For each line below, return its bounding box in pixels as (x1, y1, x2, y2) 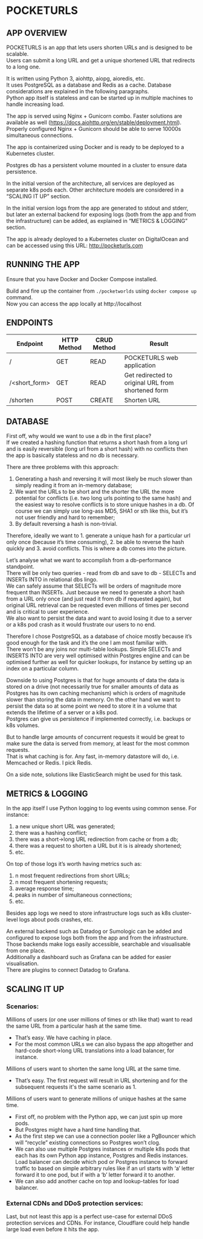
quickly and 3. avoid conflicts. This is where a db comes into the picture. (6, 545, 187, 552)
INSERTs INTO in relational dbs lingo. (6, 576, 98, 583)
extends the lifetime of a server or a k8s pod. (6, 709, 118, 716)
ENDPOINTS (6, 317, 53, 328)
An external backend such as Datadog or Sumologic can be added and (6, 928, 182, 935)
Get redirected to (124, 371, 173, 379)
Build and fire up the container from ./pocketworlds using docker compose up (6, 287, 197, 294)
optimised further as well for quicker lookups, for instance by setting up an (6, 659, 192, 666)
